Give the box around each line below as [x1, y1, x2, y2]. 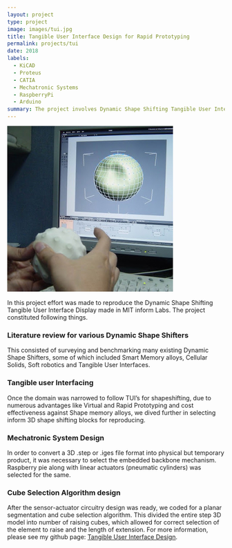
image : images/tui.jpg [7, 26, 72, 32]
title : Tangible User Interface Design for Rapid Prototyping [7, 33, 190, 40]
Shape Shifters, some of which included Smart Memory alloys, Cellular [7, 353, 208, 362]
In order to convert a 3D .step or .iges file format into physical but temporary [7, 449, 224, 457]
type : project [7, 18, 48, 26]
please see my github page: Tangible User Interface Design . [7, 533, 178, 541]
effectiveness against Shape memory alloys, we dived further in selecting [7, 408, 216, 417]
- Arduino [13, 99, 41, 106]
